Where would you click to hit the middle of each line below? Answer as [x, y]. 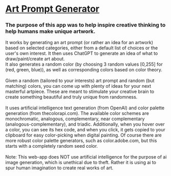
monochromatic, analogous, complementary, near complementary [75, 119]
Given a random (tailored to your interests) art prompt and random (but [80, 81]
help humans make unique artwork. [50, 31]
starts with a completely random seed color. [52, 146]
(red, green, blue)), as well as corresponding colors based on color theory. [84, 70]
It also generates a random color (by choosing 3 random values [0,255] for [84, 64]
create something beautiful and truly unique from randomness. [71, 97]
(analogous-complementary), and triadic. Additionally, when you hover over [85, 124]
